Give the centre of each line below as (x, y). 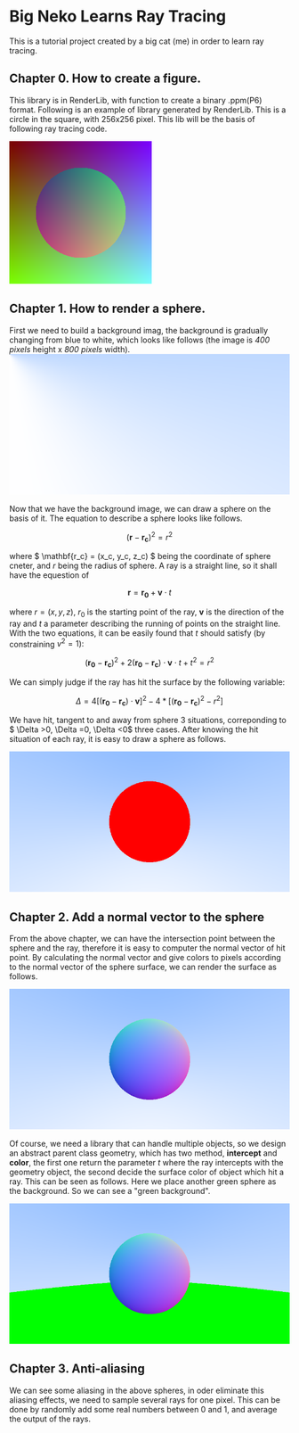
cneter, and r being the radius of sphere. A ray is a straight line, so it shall (143, 566)
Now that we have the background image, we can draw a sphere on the (140, 508)
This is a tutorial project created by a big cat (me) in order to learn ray (137, 41)
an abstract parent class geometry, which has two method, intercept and (143, 1153)
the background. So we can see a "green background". (110, 1190)
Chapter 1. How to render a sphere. (108, 309)
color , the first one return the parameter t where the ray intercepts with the (146, 1162)
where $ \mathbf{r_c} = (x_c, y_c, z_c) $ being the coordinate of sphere (140, 556)
